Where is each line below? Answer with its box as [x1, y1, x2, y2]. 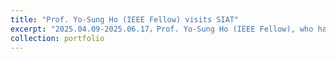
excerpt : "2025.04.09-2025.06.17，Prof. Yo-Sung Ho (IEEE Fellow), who [10, 24, 314, 34]
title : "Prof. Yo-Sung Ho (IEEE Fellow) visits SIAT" [10, 14, 240, 25]
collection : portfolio [10, 33, 105, 43]
